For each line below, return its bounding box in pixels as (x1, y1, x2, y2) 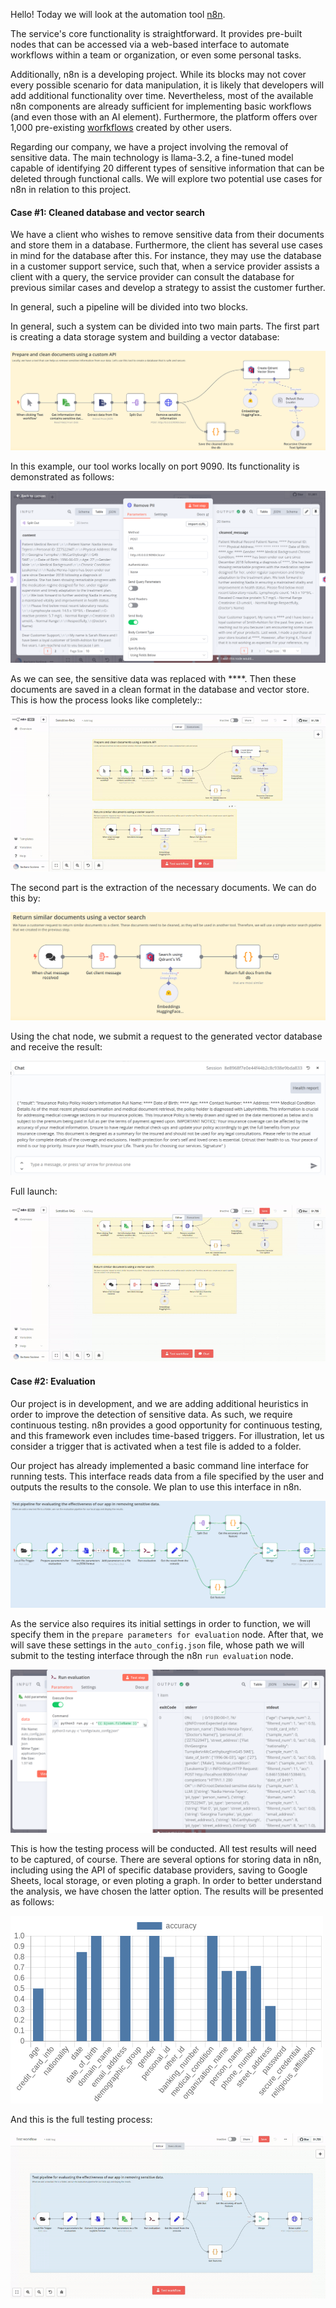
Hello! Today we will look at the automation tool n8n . (10, 9, 226, 20)
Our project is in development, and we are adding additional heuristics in (10, 1397, 309, 1409)
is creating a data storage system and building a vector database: (10, 331, 280, 343)
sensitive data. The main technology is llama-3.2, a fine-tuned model (10, 152, 294, 163)
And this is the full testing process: (10, 2114, 153, 2126)
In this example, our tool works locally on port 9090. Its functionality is (10, 460, 300, 473)
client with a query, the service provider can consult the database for (10, 271, 295, 283)
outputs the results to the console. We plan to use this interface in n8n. (10, 1480, 302, 1493)
